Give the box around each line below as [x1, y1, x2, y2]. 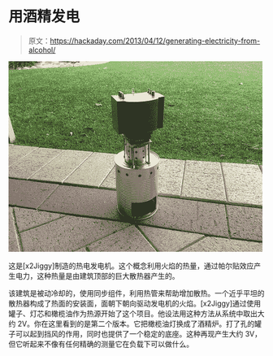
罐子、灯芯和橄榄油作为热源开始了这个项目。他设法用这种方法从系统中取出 [8, 308, 258, 318]
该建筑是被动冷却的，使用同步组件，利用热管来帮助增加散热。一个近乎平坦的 [8, 288, 265, 297]
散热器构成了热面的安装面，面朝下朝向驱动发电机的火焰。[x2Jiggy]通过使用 [8, 298, 262, 308]
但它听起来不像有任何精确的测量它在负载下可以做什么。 [8, 339, 193, 349]
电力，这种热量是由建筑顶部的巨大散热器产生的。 [15, 271, 180, 280]
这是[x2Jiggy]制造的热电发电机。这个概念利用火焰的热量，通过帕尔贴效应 [8, 261, 254, 271]
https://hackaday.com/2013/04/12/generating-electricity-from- [50, 36, 261, 46]
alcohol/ [28, 45, 56, 54]
